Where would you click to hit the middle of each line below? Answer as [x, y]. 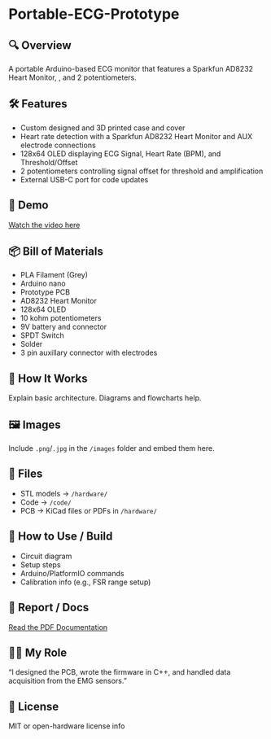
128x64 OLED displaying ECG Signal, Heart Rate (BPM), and [120, 153]
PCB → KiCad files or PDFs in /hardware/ [88, 510]
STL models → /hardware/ [64, 493]
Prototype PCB [45, 292]
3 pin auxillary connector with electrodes [89, 353]
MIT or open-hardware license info [67, 726]
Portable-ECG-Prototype [94, 14]
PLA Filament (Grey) [54, 275]
